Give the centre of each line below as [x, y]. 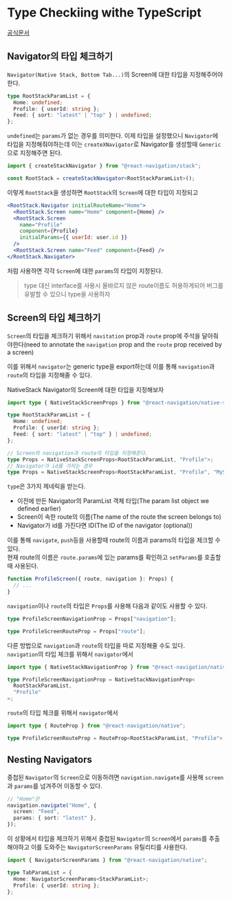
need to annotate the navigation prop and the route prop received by [124, 344]
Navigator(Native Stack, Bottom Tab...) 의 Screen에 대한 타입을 [98, 74]
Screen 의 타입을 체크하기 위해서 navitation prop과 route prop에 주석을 [104, 336]
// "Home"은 [23, 799]
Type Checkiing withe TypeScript [104, 13]
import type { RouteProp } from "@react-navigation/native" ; [97, 726]
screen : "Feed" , [36, 812]
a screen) [21, 352]
